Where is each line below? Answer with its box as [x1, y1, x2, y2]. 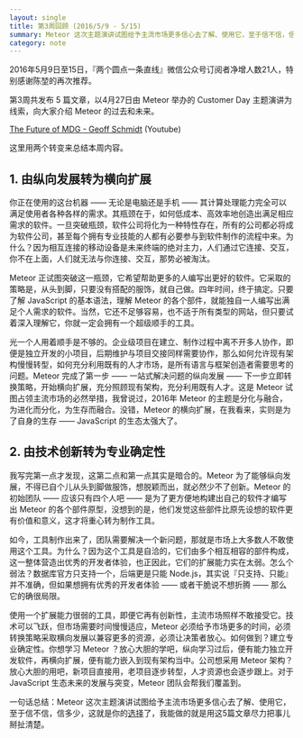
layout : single [9, 13, 67, 23]
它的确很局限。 [9, 590, 65, 601]
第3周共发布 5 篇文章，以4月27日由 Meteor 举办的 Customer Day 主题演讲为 [9, 95, 293, 105]
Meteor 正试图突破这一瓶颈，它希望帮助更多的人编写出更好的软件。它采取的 [9, 272, 291, 284]
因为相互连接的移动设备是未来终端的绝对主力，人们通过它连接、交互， [32, 242, 294, 253]
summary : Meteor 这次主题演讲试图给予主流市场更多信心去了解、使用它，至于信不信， [9, 30, 289, 39]
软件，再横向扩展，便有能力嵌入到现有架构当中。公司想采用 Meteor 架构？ [16, 654, 293, 665]
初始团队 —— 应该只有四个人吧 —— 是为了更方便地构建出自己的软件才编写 [9, 492, 287, 503]
